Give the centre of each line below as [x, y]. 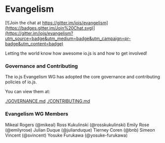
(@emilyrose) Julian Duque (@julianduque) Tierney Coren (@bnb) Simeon [80, 130]
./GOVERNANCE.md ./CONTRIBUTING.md [48, 101]
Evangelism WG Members [37, 114]
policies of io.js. [21, 82]
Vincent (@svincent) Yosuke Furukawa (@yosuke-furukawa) [66, 135]
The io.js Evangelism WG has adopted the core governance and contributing [82, 77]
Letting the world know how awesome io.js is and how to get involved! [76, 53]
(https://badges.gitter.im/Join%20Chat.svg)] [50, 28]
